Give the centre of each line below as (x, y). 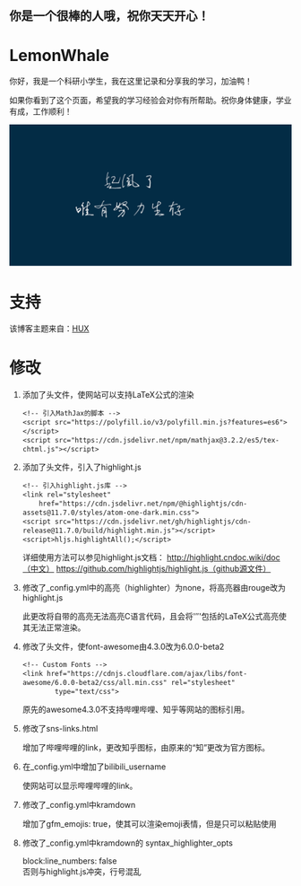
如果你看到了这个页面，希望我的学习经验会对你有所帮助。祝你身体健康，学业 (150, 101)
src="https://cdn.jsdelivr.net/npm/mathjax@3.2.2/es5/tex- (167, 441)
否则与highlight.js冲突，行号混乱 (82, 872)
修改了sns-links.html (60, 729)
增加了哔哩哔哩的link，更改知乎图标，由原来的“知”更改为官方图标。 (146, 748)
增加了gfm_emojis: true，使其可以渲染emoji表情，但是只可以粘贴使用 (150, 824)
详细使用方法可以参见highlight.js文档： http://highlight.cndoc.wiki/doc (151, 557)
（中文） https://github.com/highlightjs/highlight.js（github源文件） (146, 569)
